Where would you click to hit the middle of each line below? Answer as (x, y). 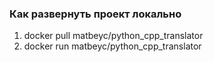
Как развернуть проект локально (95, 14)
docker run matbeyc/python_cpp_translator (112, 46)
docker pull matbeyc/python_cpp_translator (113, 36)
